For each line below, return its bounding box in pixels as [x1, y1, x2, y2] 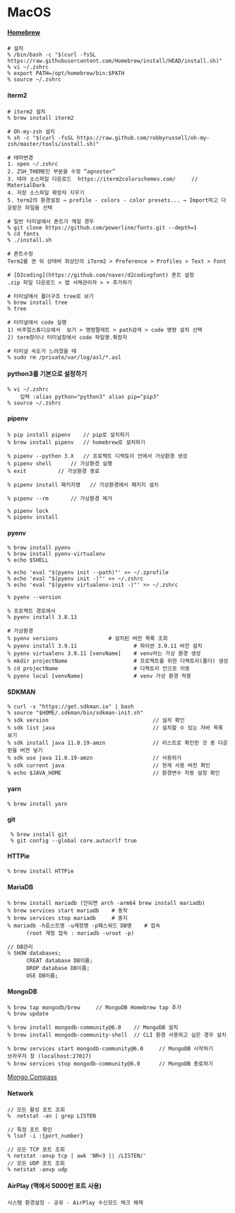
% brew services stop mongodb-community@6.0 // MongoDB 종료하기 [7, 1060, 214, 1068]
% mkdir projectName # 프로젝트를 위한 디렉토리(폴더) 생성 [7, 658, 229, 665]
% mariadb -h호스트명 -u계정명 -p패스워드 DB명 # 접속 [7, 922, 161, 930]
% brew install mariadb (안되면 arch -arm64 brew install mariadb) [7, 900, 206, 907]
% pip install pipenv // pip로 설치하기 [7, 431, 130, 438]
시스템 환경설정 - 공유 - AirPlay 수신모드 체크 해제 [7, 1199, 143, 1206]
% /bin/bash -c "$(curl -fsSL [7, 51, 97, 59]
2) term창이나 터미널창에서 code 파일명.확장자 [7, 334, 128, 341]
